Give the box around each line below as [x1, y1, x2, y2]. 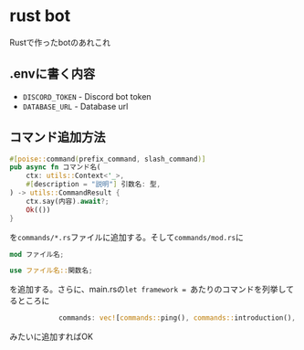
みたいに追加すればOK [9, 331, 94, 343]
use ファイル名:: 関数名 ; [9, 266, 93, 275]
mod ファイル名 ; [9, 249, 65, 259]
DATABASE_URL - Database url [22, 101, 129, 111]
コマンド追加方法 [9, 130, 106, 145]
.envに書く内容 [9, 66, 96, 82]
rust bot [9, 5, 71, 27]
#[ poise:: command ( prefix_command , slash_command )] [9, 154, 206, 164]
